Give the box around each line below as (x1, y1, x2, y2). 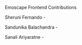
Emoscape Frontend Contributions (5, 5, 77, 10)
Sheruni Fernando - (5, 14, 46, 20)
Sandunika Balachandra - (5, 24, 58, 30)
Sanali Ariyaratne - (5, 34, 44, 40)
